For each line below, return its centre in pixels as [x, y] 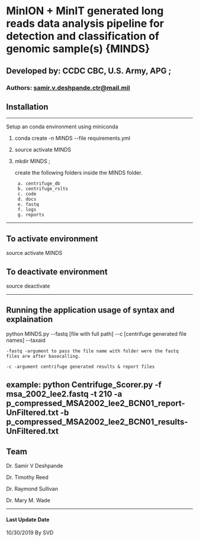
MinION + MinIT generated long [85, 11]
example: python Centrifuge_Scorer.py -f [84, 385]
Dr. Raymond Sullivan [32, 489]
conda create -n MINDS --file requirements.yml [72, 138]
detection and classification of [83, 36]
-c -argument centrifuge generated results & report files [81, 367]
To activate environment [52, 239]
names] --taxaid [26, 340]
